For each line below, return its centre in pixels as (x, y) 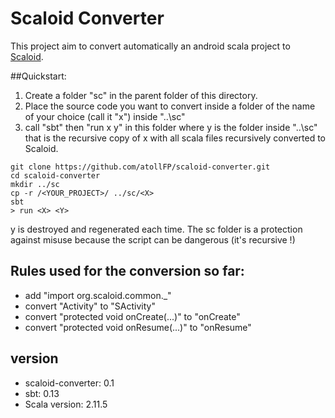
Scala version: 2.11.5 (66, 404)
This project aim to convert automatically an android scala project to (150, 46)
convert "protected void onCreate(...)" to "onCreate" (132, 316)
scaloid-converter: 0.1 (69, 383)
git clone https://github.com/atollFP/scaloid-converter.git (140, 167)
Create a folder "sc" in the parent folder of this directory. (141, 95)
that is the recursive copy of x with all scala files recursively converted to (175, 138)
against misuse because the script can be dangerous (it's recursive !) (153, 239)
